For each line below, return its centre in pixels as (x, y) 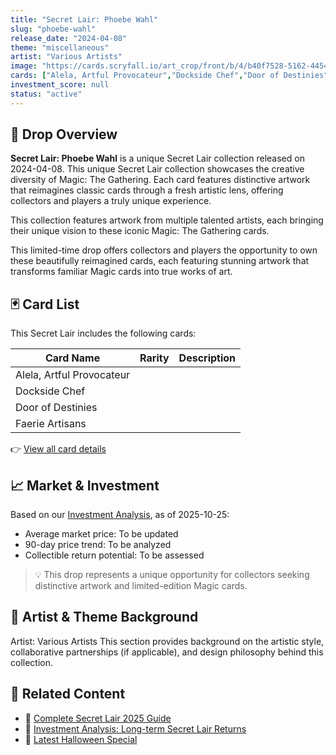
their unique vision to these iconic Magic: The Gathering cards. (140, 231)
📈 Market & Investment (85, 485)
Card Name (72, 358)
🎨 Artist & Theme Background (104, 617)
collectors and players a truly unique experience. (111, 201)
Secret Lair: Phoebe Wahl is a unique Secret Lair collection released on (157, 158)
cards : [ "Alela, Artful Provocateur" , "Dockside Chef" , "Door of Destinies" (169, 76)
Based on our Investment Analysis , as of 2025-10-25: (120, 515)
